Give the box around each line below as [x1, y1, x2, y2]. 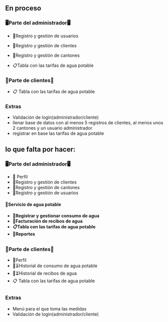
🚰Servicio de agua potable [5, 201, 62, 207]
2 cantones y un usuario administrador [12, 125, 93, 131]
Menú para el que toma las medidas [12, 305, 87, 311]
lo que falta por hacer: [5, 145, 76, 153]
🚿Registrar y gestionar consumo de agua [12, 213, 99, 219]
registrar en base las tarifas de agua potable [12, 130, 104, 136]
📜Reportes [12, 231, 35, 237]
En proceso [5, 4, 42, 13]
